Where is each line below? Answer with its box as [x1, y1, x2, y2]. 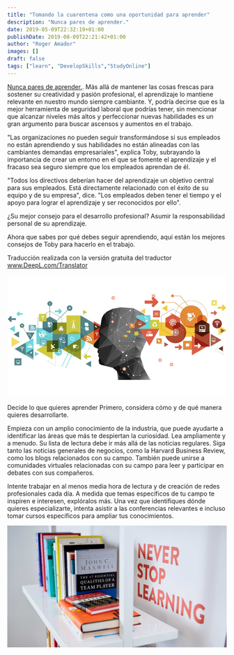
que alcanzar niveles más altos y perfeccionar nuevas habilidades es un [7, 112, 214, 120]
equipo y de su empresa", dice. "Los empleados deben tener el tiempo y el [7, 191, 221, 199]
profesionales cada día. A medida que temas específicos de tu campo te [7, 489, 214, 498]
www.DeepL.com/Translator [7, 261, 88, 269]
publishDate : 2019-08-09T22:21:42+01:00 [7, 33, 127, 40]
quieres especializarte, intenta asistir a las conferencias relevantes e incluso [7, 505, 226, 513]
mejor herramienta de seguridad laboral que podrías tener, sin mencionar [7, 104, 217, 113]
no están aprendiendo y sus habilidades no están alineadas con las [7, 140, 200, 149]
